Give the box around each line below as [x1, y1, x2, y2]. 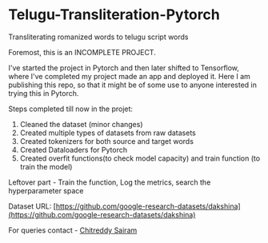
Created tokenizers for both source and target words [19, 136, 194, 145]
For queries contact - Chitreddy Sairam [8, 225, 138, 235]
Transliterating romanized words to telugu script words [8, 32, 190, 42]
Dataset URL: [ [8, 201, 56, 211]
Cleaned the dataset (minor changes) [19, 119, 143, 129]
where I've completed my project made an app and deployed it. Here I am [8, 71, 250, 81]
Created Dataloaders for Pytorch [19, 145, 128, 154]
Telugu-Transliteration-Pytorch [8, 6, 220, 24]
